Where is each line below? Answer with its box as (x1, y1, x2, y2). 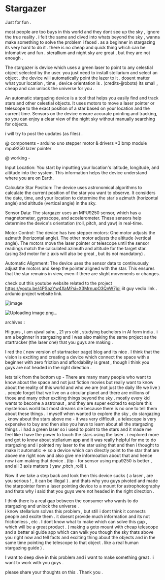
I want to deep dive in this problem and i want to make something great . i (5, 554, 154, 560)
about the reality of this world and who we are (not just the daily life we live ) (5, 385, 160, 390)
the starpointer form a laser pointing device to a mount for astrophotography (5, 483, 160, 489)
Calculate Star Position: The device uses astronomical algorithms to (5, 184, 142, 190)
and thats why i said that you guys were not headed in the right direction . (5, 488, 155, 494)
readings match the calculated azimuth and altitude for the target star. (5, 245, 147, 251)
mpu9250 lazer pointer (5, 145, 52, 151)
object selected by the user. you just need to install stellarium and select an (5, 69, 158, 75)
